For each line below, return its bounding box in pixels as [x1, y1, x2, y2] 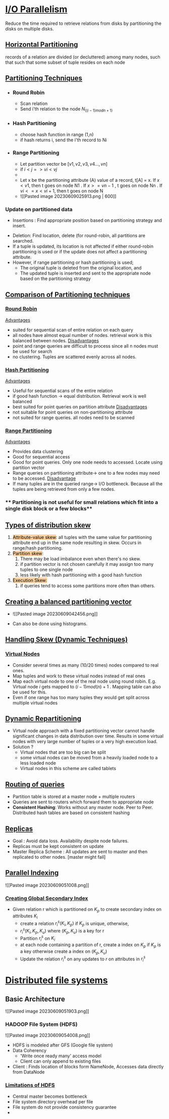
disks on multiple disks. [5, 25, 54, 31]
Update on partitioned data [5, 206, 73, 213]
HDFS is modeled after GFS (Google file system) [12, 1042, 113, 1048]
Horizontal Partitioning [5, 41, 78, 49]
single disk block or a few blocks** [5, 505, 92, 512]
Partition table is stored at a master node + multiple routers [12, 794, 135, 800]
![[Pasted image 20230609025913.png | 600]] [20, 193, 117, 199]
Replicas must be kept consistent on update [12, 843, 104, 850]
